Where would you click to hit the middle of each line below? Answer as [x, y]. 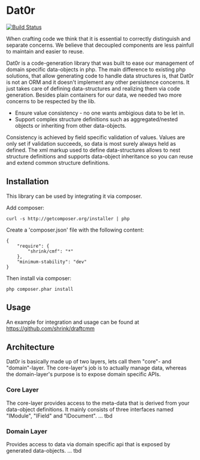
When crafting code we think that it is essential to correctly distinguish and [98, 38]
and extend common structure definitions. [58, 163]
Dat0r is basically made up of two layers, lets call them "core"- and [89, 362]
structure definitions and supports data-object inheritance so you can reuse [100, 156]
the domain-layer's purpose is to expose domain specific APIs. [84, 374]
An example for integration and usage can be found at [73, 322]
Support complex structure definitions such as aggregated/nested [96, 119]
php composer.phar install [40, 289]
